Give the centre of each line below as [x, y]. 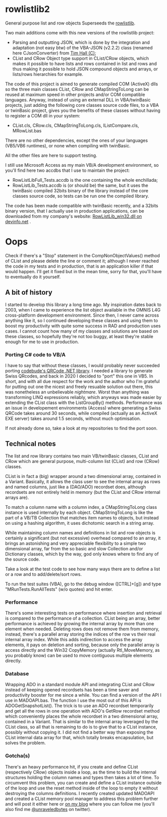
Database [17, 674]
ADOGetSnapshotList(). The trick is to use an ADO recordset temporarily [79, 706]
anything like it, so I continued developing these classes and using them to [82, 320]
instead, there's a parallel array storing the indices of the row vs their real [80, 634]
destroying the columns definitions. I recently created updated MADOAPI [80, 793]
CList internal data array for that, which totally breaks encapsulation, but [79, 738]
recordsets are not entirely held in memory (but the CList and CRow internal [83, 492]
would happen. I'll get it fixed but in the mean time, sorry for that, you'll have [83, 271]
